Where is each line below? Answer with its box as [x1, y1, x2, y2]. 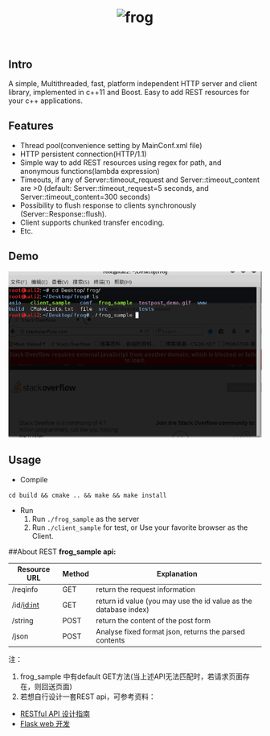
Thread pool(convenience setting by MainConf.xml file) [19, 140, 202, 150]
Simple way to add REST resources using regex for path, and [19, 157, 222, 167]
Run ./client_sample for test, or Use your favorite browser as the [31, 523, 248, 532]
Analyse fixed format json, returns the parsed [96, 627, 245, 637]
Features [8, 119, 54, 133]
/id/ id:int [11, 600, 40, 610]
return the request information [96, 585, 195, 594]
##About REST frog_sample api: [8, 547, 117, 556]
